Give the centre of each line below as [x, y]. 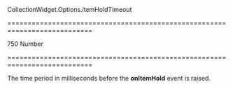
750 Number [25, 44]
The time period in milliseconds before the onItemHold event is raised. [109, 78]
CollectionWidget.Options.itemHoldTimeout [70, 9]
